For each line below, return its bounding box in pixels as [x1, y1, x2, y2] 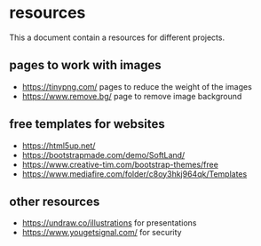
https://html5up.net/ [21, 140, 96, 151]
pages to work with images [9, 58, 162, 73]
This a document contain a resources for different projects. [9, 32, 225, 43]
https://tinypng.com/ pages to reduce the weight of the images [21, 81, 253, 91]
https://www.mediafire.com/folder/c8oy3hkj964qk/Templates [21, 168, 248, 179]
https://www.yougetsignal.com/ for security [21, 227, 182, 238]
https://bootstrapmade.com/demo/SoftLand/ [21, 149, 186, 160]
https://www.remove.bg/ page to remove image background [21, 91, 242, 101]
